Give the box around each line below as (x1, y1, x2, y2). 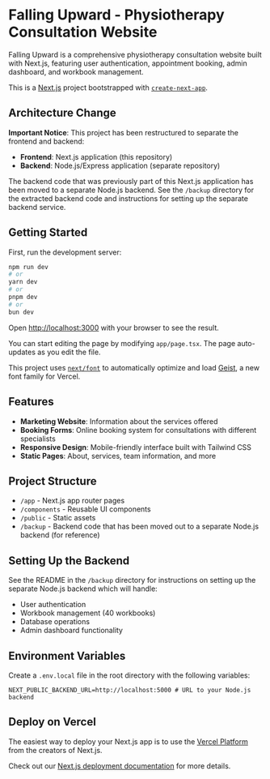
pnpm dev (8, 293, 38, 302)
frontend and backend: (8, 136, 85, 146)
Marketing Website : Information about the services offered (19, 416, 218, 426)
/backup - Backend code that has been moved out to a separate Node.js (19, 521, 259, 532)
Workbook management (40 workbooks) (19, 608, 156, 618)
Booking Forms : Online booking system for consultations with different (19, 425, 257, 434)
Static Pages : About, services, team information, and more (19, 451, 217, 460)
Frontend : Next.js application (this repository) (19, 152, 173, 161)
